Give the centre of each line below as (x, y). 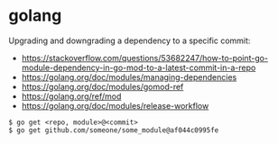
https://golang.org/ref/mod (71, 96)
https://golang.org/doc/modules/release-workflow (115, 105)
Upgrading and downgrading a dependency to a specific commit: (130, 40)
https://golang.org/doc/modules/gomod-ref (102, 86)
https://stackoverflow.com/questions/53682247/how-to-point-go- (144, 58)
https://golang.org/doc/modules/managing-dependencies (129, 76)
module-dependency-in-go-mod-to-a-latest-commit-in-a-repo (139, 67)
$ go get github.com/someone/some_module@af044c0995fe (114, 130)
